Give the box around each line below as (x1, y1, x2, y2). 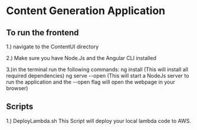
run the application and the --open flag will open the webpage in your (6, 78, 176, 85)
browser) (6, 85, 28, 92)
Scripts (6, 102, 34, 112)
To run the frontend (6, 28, 79, 38)
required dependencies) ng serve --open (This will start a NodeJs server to (6, 72, 189, 79)
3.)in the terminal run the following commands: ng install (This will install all (6, 66, 189, 73)
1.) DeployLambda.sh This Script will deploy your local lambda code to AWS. (6, 117, 192, 124)
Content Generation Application (6, 4, 166, 18)
